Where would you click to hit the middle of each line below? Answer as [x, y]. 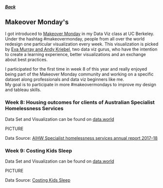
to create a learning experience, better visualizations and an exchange [75, 55]
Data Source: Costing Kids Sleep [38, 180]
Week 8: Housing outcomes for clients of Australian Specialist [80, 102]
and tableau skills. [23, 90]
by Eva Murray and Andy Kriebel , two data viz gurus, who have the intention [81, 49]
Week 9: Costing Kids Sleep [38, 150]
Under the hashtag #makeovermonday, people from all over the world [75, 39]
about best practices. [26, 60]
